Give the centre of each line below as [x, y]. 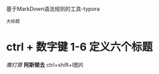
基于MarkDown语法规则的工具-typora [53, 9]
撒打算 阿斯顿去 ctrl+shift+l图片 [45, 64]
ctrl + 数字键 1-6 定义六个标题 [79, 47]
